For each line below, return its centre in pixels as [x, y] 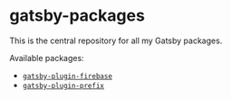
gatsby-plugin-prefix [63, 85]
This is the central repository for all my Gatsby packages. [116, 40]
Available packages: [47, 58]
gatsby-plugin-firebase [67, 76]
